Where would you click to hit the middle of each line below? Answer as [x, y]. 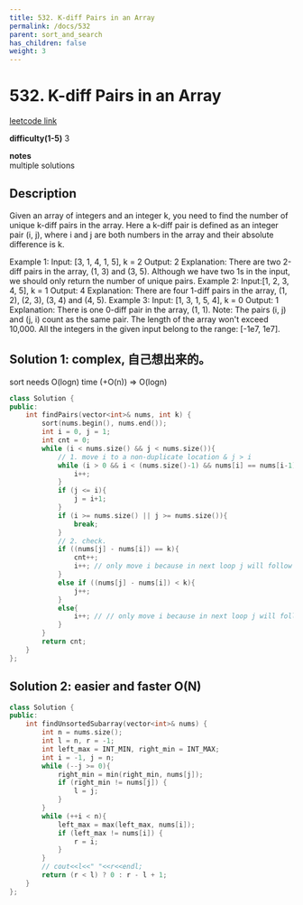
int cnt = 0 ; [66, 440]
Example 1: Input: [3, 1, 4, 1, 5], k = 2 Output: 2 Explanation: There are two [145, 262]
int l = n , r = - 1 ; [78, 741]
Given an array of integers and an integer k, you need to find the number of [149, 215]
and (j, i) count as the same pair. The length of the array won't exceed [139, 319]
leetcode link [33, 121]
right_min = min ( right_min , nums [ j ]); [130, 774]
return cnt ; [64, 642]
